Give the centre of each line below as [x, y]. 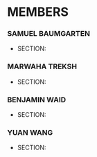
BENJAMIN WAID [37, 100]
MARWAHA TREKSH [42, 66]
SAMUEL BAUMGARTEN [48, 34]
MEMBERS [38, 12]
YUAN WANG [30, 132]
